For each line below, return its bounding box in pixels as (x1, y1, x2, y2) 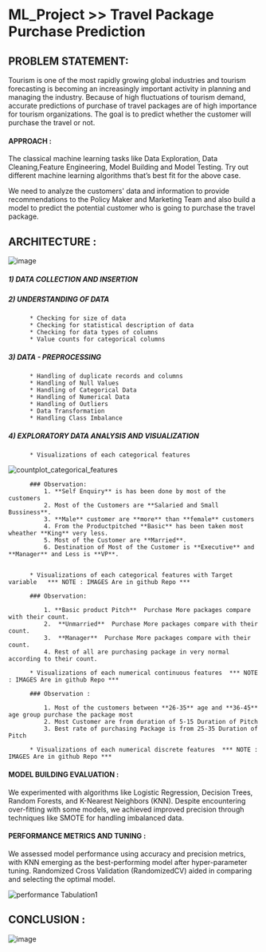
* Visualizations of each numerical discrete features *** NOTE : (29, 746, 259, 754)
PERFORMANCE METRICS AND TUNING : (8, 832, 147, 841)
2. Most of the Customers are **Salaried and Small (43, 501, 219, 510)
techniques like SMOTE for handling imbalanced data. (8, 812, 185, 823)
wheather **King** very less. (8, 529, 109, 538)
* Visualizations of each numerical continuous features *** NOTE (29, 669, 259, 677)
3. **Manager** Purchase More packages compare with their (43, 634, 251, 642)
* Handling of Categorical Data (29, 386, 137, 394)
